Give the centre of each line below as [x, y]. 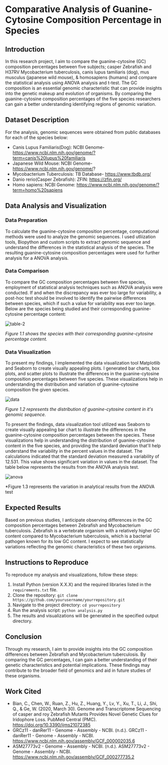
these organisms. [23, 675]
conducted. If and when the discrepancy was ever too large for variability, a [83, 293]
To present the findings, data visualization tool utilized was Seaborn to [78, 425]
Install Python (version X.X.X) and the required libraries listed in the [82, 584]
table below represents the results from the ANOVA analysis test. [72, 467]
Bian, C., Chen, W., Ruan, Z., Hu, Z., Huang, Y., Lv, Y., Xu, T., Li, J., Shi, [85, 704]
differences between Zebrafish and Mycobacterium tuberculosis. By [76, 654]
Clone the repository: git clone [45, 595]
